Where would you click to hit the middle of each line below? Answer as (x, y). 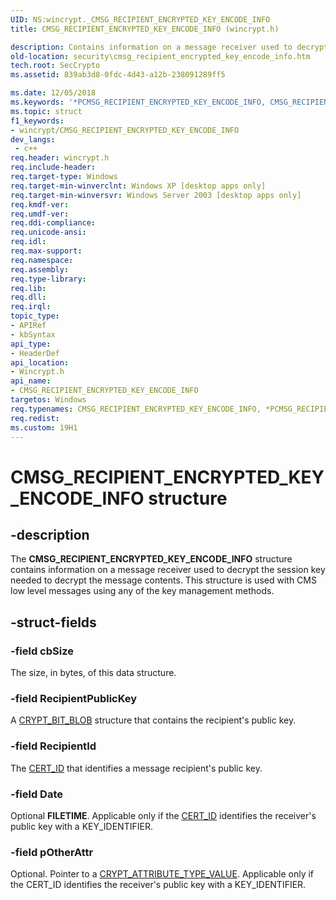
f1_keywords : (37, 121)
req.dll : (28, 297)
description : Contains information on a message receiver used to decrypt (169, 47)
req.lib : (28, 288)
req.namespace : (42, 260)
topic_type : (35, 316)
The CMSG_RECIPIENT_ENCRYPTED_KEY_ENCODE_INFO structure (151, 559)
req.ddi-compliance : (53, 223)
